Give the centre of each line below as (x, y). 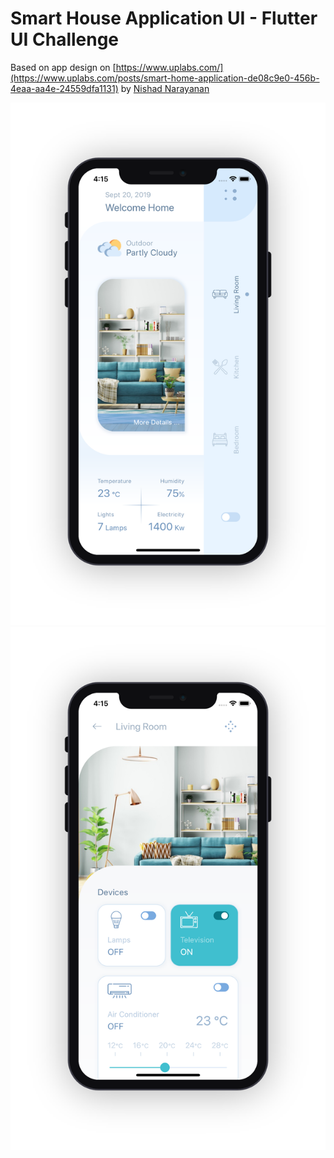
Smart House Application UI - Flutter (164, 18)
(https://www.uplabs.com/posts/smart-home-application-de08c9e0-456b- (165, 78)
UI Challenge (65, 39)
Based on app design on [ (63, 67)
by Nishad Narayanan (165, 88)
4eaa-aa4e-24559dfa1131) (64, 88)
